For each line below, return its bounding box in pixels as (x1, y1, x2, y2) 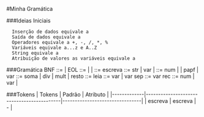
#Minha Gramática (6, 5, 53, 12)
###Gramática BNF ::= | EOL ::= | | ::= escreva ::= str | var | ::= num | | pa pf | (6, 66, 199, 73)
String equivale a (12, 50, 59, 56)
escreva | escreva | (148, 97, 196, 104)
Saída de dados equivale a (12, 34, 81, 40)
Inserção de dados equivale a (12, 29, 89, 35)
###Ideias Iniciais (6, 17, 51, 24)
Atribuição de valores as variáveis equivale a (12, 55, 136, 62)
